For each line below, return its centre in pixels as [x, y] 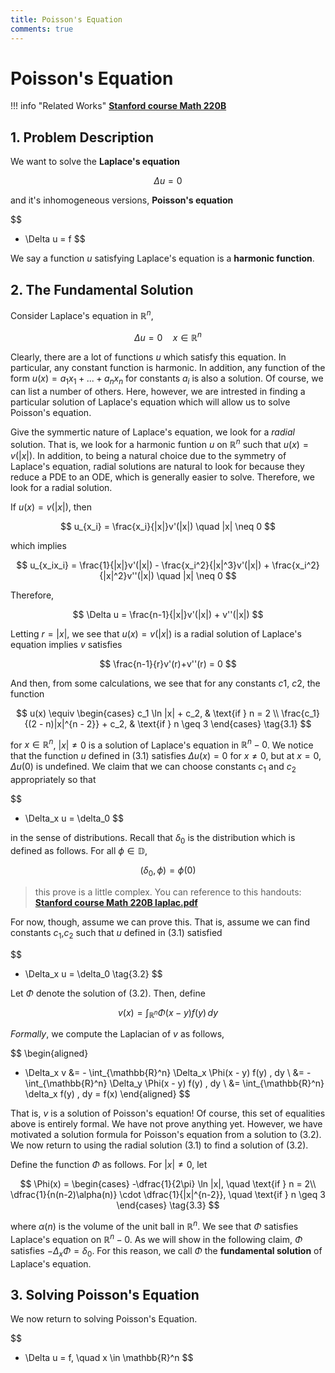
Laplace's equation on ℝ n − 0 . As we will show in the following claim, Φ [156, 1238]
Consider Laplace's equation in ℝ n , [82, 314]
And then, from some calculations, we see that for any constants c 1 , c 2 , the [165, 683]
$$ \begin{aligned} [49, 1053]
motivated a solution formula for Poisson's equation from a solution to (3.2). [166, 1135]
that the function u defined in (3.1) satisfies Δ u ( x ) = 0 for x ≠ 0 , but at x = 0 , [166, 756]
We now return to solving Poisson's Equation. [104, 1319]
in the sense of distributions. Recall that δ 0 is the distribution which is [153, 839]
